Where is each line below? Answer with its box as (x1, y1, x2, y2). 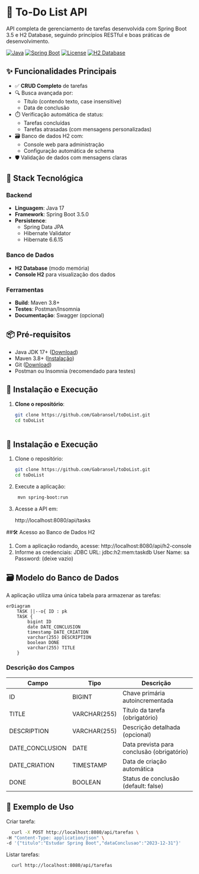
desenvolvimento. (6, 37, 50, 45)
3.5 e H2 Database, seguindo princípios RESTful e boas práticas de (6, 31, 170, 38)
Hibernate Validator (23, 230, 71, 237)
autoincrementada (122, 696, 174, 705)
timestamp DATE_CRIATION (27, 629, 89, 635)
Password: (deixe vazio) (14, 555, 74, 562)
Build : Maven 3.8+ (14, 299, 60, 307)
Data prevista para (122, 740, 174, 748)
